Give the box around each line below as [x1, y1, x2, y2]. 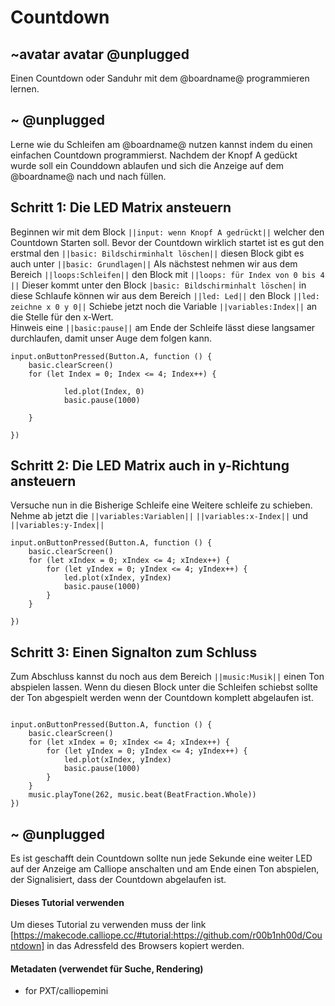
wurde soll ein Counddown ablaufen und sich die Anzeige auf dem [10, 159, 285, 171]
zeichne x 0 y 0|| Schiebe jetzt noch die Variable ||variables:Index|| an [10, 300, 318, 312]
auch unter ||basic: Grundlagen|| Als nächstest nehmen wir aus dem [10, 257, 298, 270]
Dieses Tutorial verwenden [10, 896, 125, 908]
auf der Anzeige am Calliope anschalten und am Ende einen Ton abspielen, [10, 863, 320, 875]
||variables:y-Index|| [10, 521, 105, 531]
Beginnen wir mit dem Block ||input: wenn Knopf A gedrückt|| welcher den [10, 226, 325, 238]
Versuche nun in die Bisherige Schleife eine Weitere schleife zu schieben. [10, 499, 313, 511]
